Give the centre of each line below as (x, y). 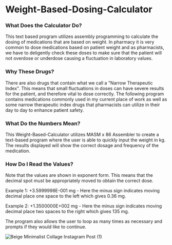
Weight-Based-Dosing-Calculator (79, 9)
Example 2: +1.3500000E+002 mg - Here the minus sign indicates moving (84, 206)
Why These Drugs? (30, 72)
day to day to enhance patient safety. (45, 110)
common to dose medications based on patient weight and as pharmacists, (85, 48)
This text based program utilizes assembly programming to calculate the (82, 36)
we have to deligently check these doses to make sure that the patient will (83, 53)
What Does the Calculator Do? (44, 26)
